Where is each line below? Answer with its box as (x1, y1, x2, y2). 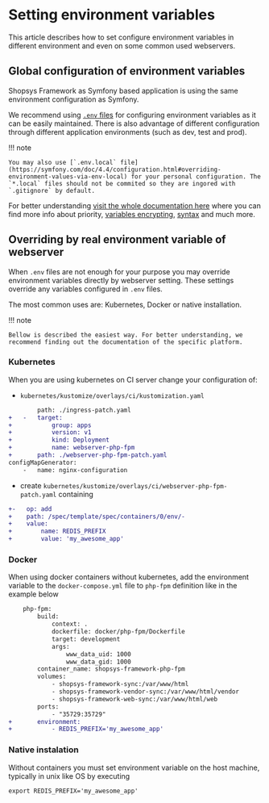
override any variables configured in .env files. (8, 284, 163, 294)
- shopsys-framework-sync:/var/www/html (51, 680, 189, 688)
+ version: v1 (8, 429, 92, 437)
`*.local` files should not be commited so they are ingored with (8, 179, 236, 187)
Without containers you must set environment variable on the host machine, (8, 763, 260, 772)
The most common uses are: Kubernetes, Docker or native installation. (8, 299, 242, 309)
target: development (51, 635, 121, 643)
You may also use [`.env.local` (8, 158, 117, 166)
